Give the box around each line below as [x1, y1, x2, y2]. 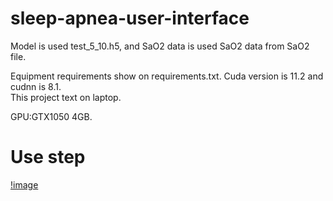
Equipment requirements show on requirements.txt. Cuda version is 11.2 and [10, 70, 324, 82]
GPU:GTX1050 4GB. [10, 110, 93, 122]
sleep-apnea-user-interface [10, 7, 250, 30]
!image [10, 178, 39, 191]
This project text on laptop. [10, 91, 122, 103]
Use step [10, 146, 86, 169]
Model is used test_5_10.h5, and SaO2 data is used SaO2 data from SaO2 [10, 40, 310, 52]
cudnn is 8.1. [10, 80, 62, 92]
